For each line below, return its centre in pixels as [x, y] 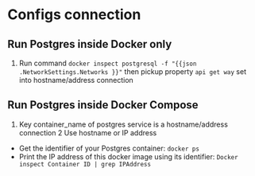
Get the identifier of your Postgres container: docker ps [109, 148]
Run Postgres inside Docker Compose [103, 105]
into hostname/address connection [76, 80]
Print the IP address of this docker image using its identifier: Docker [129, 156]
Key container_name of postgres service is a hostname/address [123, 124]
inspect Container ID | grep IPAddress [85, 164]
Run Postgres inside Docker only [90, 44]
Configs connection [74, 15]
